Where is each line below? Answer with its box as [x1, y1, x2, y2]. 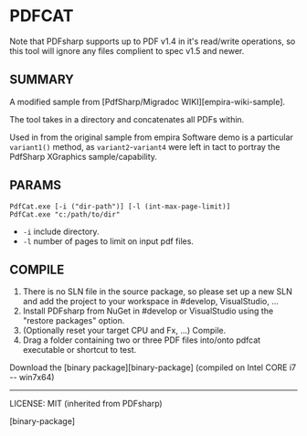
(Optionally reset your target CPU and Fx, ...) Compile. [22, 325, 227, 336]
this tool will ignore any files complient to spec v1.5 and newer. [9, 45, 245, 56]
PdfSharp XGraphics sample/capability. [9, 151, 158, 162]
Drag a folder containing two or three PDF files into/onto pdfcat [22, 335, 261, 346]
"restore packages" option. [22, 315, 125, 326]
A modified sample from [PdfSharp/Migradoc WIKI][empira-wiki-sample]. [9, 96, 286, 107]
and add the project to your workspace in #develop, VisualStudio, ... [22, 296, 279, 307]
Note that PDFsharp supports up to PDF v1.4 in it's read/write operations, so [9, 36, 296, 47]
